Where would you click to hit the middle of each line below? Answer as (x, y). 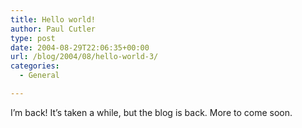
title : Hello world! (53, 19)
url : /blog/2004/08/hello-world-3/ (84, 57)
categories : (35, 66)
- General (39, 76)
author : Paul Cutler (53, 29)
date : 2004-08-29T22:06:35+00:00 (80, 47)
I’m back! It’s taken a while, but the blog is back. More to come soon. (151, 112)
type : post (33, 38)
